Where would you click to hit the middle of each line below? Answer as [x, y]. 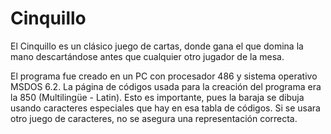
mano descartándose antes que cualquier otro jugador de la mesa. [147, 56]
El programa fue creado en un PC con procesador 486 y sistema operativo [164, 76]
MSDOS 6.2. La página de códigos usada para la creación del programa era [166, 86]
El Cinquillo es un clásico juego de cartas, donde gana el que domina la [157, 46]
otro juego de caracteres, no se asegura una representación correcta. [154, 118]
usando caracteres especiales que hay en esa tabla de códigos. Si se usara [165, 108]
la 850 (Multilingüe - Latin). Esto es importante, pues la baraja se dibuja [157, 97]
